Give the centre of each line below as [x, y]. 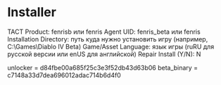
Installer [32, 12]
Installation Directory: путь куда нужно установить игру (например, [108, 39]
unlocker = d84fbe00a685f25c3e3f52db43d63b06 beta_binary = [103, 67]
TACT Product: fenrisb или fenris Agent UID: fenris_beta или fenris [104, 32]
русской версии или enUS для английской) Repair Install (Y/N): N [104, 54]
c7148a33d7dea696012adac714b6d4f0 [64, 75]
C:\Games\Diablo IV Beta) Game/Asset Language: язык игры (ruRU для [111, 46]
